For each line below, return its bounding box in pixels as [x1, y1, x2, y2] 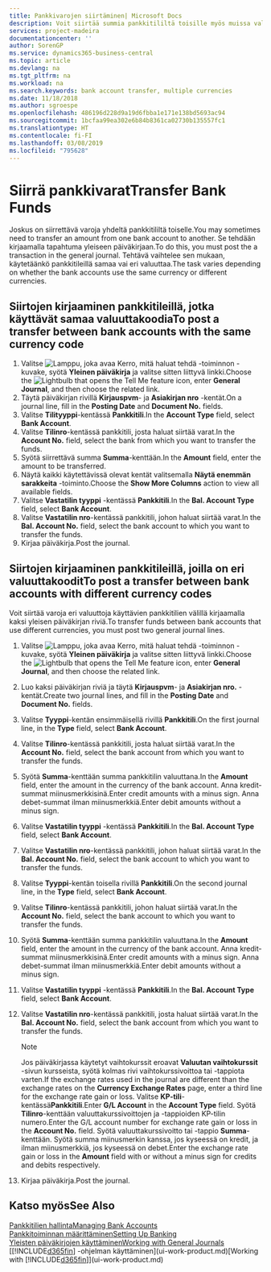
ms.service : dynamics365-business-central [9, 49, 154, 57]
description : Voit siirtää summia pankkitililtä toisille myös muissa [9, 19, 251, 27]
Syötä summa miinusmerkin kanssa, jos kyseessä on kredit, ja [53, 1134, 259, 1144]
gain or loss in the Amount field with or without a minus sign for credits [20, 1151, 257, 1161]
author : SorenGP [9, 42, 64, 50]
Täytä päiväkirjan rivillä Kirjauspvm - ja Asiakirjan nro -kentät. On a [20, 393, 242, 403]
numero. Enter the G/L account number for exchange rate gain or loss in [20, 1117, 258, 1127]
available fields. [20, 487, 73, 497]
